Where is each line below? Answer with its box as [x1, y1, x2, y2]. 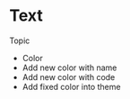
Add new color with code [22, 71, 116, 82]
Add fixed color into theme [22, 81, 121, 92]
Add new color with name [22, 62, 117, 73]
